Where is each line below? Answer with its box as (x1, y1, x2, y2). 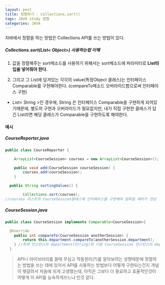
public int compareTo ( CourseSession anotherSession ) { (14, 233, 129, 238)
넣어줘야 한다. (21, 67, 48, 72)
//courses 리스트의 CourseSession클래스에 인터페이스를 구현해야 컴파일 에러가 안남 (5, 196, 157, 201)
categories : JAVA (5, 21, 41, 26)
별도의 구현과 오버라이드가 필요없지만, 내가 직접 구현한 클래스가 (30, 106, 151, 112)
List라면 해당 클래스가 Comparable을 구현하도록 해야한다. (17, 112, 129, 118)
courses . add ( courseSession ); (23, 170, 82, 175)
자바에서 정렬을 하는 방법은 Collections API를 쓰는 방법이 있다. (5, 35, 125, 41)
